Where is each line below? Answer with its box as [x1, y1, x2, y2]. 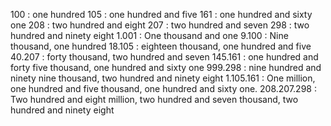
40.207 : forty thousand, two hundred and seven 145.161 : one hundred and [10, 51, 319, 63]
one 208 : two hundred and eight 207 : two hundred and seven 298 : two [10, 19, 310, 31]
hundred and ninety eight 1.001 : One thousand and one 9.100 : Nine [10, 30, 289, 41]
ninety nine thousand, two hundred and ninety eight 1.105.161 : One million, [10, 72, 316, 84]
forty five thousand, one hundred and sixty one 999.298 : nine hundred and [10, 62, 322, 73]
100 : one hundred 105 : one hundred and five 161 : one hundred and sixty [10, 9, 313, 20]
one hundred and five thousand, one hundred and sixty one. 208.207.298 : [10, 83, 317, 94]
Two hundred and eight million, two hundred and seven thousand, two [10, 94, 299, 105]
